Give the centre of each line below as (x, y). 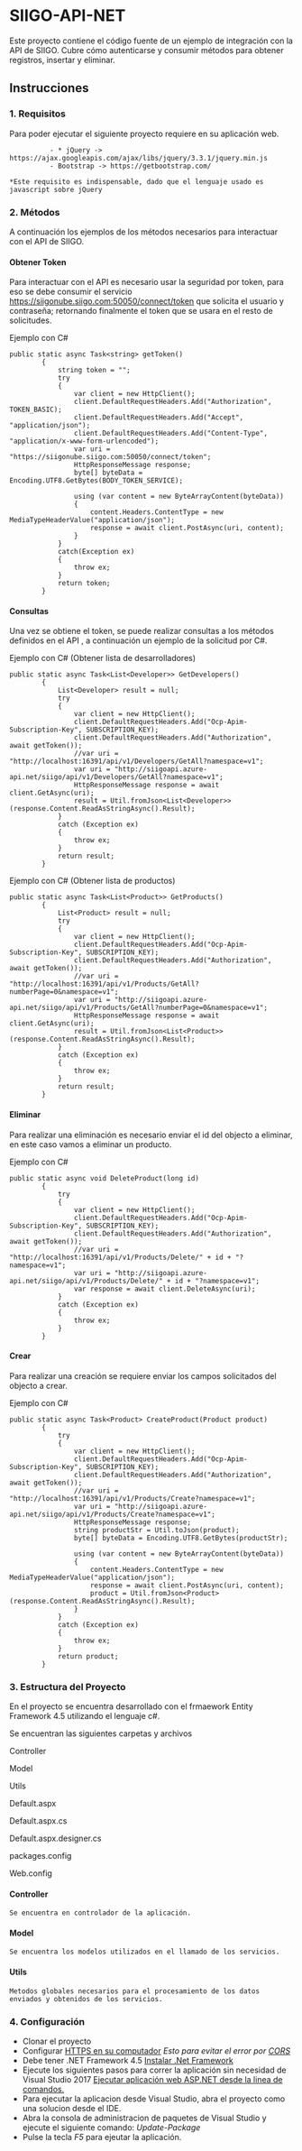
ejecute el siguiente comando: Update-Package (111, 2127)
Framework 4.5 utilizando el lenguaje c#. (85, 1716)
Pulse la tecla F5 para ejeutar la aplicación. (102, 2137)
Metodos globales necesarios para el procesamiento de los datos (134, 1991)
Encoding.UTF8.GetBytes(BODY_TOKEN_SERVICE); (96, 481)
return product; (88, 1656)
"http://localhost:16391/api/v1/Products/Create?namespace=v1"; (133, 1498)
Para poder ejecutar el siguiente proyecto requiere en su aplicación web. (144, 133)
